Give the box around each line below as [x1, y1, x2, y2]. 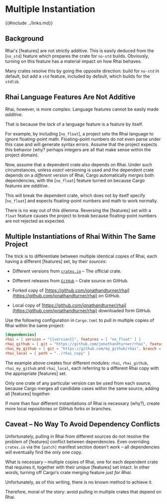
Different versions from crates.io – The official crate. [12, 268, 122, 274]
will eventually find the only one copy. [5, 449, 83, 455]
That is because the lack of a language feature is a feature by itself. [5, 121, 143, 127]
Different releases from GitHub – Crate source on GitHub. [12, 278, 129, 284]
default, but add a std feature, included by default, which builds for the [5, 73, 150, 79]
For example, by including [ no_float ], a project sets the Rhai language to [5, 130, 154, 136]
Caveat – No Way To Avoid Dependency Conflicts [5, 420, 160, 429]
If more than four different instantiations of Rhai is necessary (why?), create [5, 400, 160, 406]
